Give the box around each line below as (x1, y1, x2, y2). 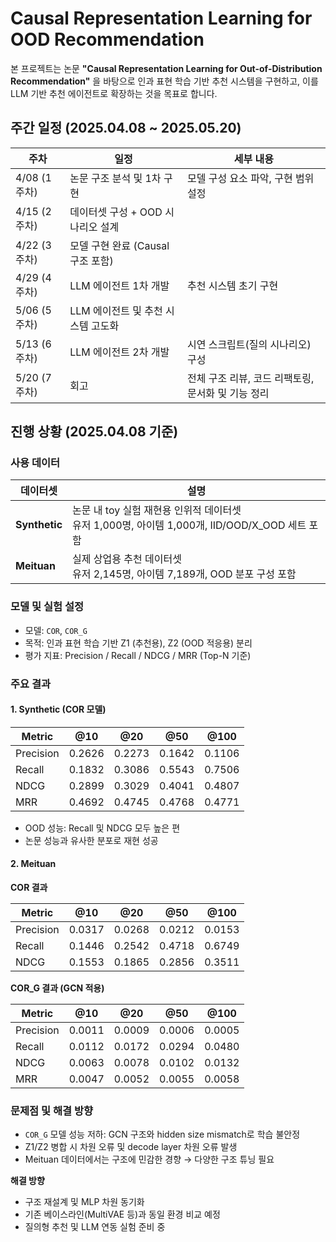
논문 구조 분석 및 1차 (69, 171, 162, 185)
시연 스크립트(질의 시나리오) (186, 337, 312, 351)
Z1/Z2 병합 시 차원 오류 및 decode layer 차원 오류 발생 (24, 1141, 238, 1153)
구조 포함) (69, 253, 114, 267)
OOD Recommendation (10, 28, 205, 51)
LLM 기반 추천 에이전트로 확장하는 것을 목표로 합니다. (10, 87, 218, 99)
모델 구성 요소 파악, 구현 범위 (186, 171, 315, 185)
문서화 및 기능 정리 (186, 386, 270, 400)
